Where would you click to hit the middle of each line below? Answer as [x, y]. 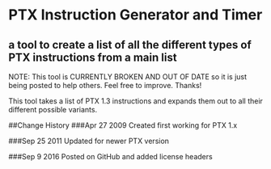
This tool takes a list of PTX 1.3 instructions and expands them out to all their [135, 101]
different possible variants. [53, 110]
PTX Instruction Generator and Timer [135, 15]
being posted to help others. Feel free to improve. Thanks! [105, 85]
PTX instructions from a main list [93, 57]
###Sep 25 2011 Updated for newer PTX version [89, 141]
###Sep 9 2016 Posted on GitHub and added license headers [110, 156]
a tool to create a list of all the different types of [130, 45]
